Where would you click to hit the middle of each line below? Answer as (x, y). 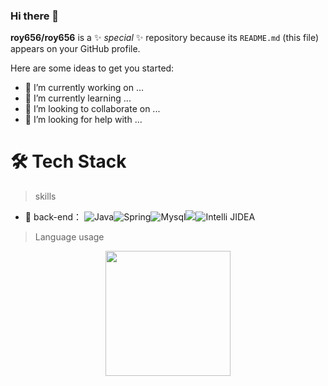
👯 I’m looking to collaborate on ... (92, 109)
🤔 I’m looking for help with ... (83, 120)
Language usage (69, 237)
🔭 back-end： (53, 217)
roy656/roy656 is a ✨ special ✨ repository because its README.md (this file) (165, 38)
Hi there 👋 (35, 16)
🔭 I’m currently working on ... (84, 88)
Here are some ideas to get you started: (92, 68)
